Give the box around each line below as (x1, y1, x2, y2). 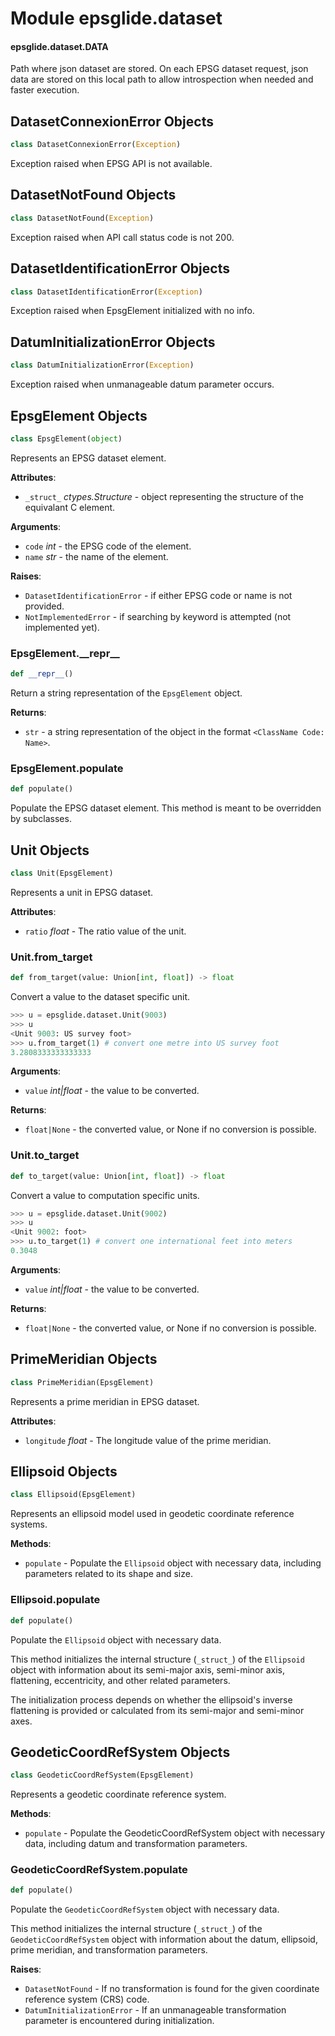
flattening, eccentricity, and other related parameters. (10, 1674, 231, 1686)
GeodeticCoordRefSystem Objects (10, 1743, 231, 1761)
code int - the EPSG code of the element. (24, 540, 192, 552)
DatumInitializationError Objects (10, 333, 216, 351)
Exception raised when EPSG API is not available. (10, 158, 213, 170)
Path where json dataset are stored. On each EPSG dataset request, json (10, 63, 309, 75)
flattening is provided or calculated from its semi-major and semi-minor (10, 1704, 305, 1716)
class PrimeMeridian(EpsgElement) (10, 1377, 155, 1387)
